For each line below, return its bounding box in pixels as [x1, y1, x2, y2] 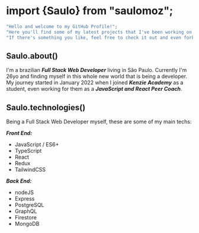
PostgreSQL [14, 202, 44, 209]
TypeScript [14, 147, 42, 155]
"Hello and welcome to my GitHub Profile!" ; [6, 24, 118, 29]
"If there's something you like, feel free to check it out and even [6, 34, 182, 41]
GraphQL [14, 208, 37, 215]
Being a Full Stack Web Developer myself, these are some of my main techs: [6, 118, 192, 125]
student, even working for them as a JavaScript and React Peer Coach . [6, 86, 182, 93]
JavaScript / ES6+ [14, 141, 59, 148]
